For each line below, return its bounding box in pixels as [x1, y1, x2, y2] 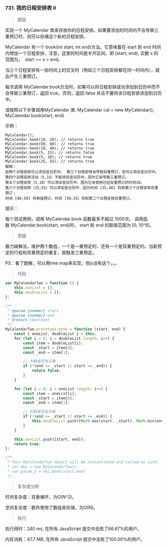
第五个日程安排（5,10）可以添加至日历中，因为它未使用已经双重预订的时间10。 [5, 180, 145, 185]
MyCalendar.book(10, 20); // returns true [5, 137, 94, 142]
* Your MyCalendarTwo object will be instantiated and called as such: [7, 460, 159, 465]
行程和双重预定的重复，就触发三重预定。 [13, 250, 97, 256]
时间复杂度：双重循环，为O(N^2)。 [5, 494, 77, 500]
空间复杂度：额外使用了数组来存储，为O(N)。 [5, 504, 98, 510]
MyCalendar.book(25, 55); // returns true [5, 159, 94, 164]
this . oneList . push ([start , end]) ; [14, 437, 85, 442]
